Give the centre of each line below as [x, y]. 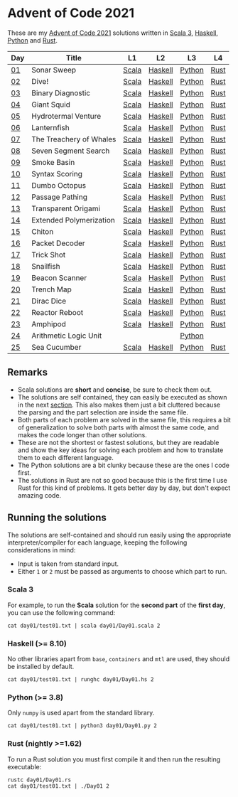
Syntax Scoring [57, 173]
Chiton [43, 231]
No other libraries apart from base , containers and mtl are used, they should [118, 659]
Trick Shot [49, 255]
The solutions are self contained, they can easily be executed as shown [122, 397]
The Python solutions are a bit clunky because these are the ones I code [123, 465]
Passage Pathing [59, 197]
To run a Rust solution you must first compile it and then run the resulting [114, 759]
